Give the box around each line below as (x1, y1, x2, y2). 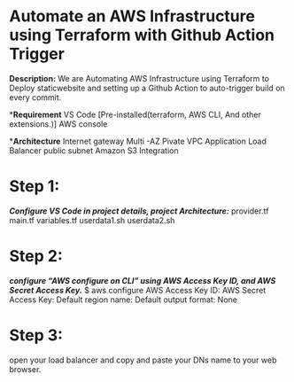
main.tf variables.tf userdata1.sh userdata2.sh (9, 214, 175, 225)
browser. (9, 363, 42, 374)
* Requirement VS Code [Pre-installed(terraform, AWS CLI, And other (9, 109, 261, 120)
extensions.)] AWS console (9, 118, 108, 129)
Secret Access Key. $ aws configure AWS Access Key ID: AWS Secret (9, 285, 267, 295)
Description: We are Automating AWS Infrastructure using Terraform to (9, 73, 270, 83)
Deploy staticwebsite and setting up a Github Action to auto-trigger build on (9, 82, 285, 93)
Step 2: (9, 246, 64, 267)
